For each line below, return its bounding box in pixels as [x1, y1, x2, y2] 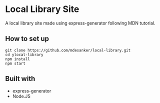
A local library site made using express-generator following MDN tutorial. [5, 20, 156, 26]
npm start [5, 61, 26, 66]
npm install [5, 56, 30, 61]
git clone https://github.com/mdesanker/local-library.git [5, 47, 131, 53]
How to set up [5, 34, 49, 43]
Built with [5, 74, 35, 83]
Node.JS [12, 93, 31, 99]
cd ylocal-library [5, 52, 43, 57]
